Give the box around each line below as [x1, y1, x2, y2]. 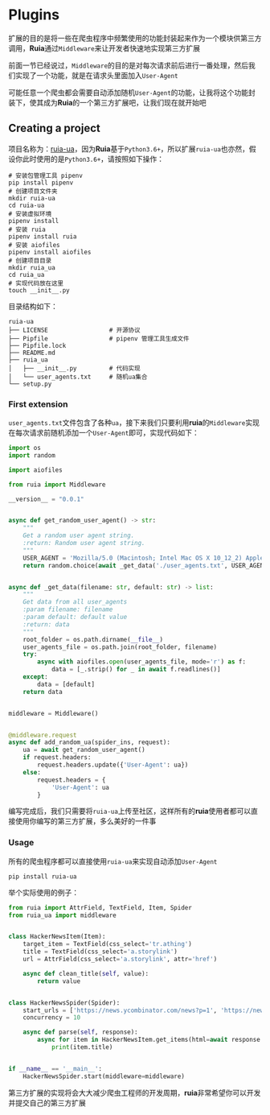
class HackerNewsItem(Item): [8, 932, 106, 941]
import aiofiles [8, 465, 63, 474]
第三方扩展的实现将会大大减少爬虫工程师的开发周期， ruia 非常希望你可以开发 [8, 1088, 261, 1097]
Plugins [8, 6, 60, 24]
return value [37, 977, 81, 985]
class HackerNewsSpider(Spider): [8, 998, 121, 1007]
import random [8, 451, 56, 460]
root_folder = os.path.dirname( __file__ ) [22, 635, 163, 643]
